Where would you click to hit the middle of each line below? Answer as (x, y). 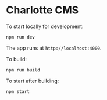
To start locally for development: (45, 26)
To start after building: (33, 81)
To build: (17, 59)
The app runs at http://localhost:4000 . (54, 48)
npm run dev (20, 37)
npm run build (23, 70)
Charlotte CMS (42, 10)
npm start (18, 91)
